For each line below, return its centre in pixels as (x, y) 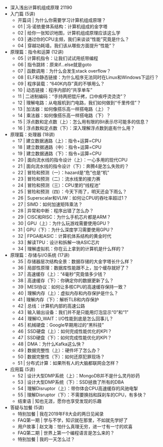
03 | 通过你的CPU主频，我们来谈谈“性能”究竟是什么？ (73, 39)
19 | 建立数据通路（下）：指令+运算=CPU (59, 153)
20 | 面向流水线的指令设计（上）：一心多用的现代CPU (73, 160)
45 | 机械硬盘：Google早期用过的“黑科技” (61, 325)
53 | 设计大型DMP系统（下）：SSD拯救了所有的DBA (71, 382)
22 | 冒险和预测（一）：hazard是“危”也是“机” (64, 172)
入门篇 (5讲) (23, 14)
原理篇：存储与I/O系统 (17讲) (40, 255)
